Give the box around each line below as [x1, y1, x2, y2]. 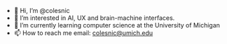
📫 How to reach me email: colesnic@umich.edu [13, 29, 153, 37]
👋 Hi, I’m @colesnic [13, 7, 70, 14]
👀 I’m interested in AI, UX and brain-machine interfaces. [13, 14, 175, 22]
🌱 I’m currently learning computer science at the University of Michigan [13, 21, 221, 29]
